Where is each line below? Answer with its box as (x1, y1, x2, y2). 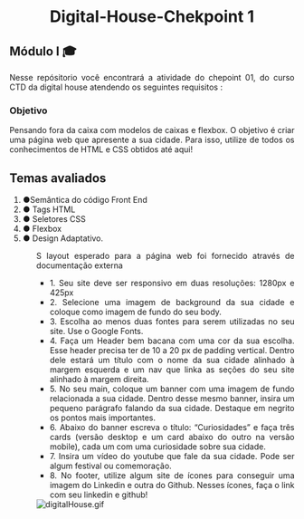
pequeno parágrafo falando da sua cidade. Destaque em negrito (49, 403, 295, 414)
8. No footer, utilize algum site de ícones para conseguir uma (49, 470, 295, 481)
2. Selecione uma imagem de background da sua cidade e (49, 297, 295, 308)
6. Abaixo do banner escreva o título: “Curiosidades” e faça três (49, 422, 295, 433)
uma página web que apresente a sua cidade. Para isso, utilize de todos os (9, 134, 295, 146)
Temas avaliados (9, 170, 107, 186)
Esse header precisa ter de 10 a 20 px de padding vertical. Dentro (49, 345, 295, 356)
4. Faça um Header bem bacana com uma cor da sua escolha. (49, 335, 295, 346)
